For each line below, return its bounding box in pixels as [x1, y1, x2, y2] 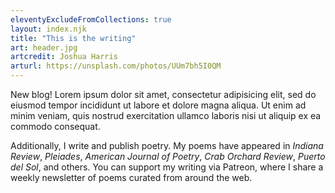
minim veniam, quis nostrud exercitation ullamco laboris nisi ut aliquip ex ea [10, 110, 322, 121]
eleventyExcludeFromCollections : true [10, 14, 172, 25]
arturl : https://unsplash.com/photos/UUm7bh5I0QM [10, 61, 222, 71]
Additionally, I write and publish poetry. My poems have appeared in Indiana [10, 140, 324, 151]
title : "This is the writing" [10, 33, 137, 43]
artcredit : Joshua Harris [10, 52, 118, 62]
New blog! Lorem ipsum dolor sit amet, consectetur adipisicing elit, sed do [10, 89, 317, 100]
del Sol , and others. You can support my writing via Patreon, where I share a [10, 161, 324, 173]
